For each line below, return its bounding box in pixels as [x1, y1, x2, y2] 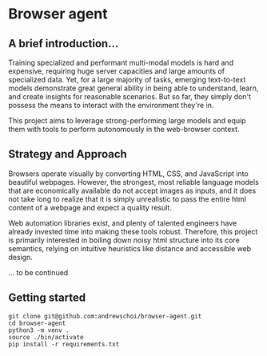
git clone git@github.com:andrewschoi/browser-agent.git [8, 312, 202, 320]
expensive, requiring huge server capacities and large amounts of [8, 66, 225, 76]
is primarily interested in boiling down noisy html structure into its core [8, 235, 240, 245]
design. [8, 252, 34, 262]
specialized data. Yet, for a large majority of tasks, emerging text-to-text [8, 75, 246, 84]
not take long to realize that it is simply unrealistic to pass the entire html [8, 194, 246, 204]
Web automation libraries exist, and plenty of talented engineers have [8, 218, 237, 228]
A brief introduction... [8, 37, 119, 50]
